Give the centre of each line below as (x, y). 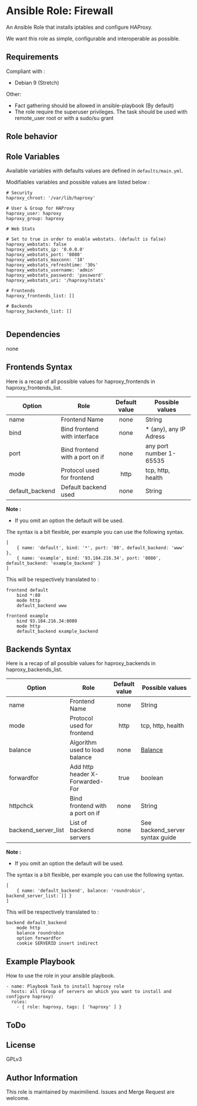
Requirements (32, 57)
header (79, 774)
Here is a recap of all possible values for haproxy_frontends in (81, 381)
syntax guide (158, 838)
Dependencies (33, 335)
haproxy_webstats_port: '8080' (44, 254)
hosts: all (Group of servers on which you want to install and (91, 992)
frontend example (27, 616)
